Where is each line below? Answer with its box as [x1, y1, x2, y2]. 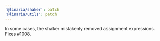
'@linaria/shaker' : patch [5, 7, 59, 12]
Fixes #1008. [5, 31, 31, 37]
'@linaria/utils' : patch [5, 12, 57, 17]
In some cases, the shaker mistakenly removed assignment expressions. [5, 25, 155, 31]
